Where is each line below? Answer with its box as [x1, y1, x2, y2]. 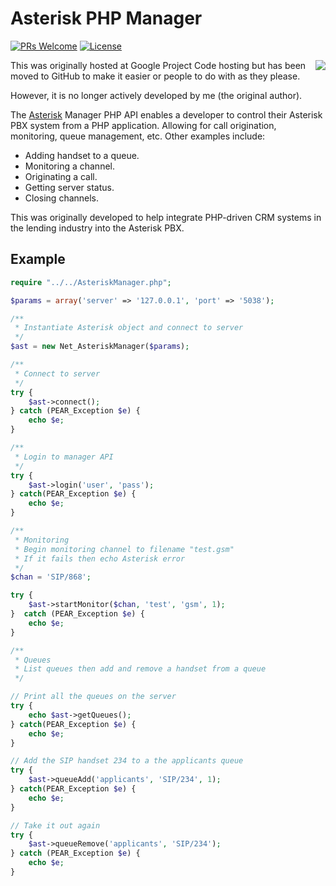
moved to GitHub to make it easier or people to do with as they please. [10, 70, 301, 82]
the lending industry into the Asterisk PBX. [10, 222, 185, 234]
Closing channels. [24, 192, 100, 204]
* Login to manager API [14, 452, 114, 462]
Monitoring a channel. [24, 160, 115, 172]
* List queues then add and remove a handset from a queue [14, 664, 267, 674]
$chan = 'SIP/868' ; [10, 572, 92, 582]
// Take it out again [10, 820, 101, 831]
